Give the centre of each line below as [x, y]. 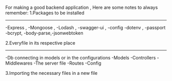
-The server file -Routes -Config [67, 63]
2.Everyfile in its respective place [40, 43]
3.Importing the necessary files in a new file [51, 73]
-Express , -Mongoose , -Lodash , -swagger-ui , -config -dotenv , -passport [85, 27]
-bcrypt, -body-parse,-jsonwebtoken [44, 33]
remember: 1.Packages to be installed [45, 13]
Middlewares [19, 63]
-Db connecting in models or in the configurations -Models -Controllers [81, 58]
